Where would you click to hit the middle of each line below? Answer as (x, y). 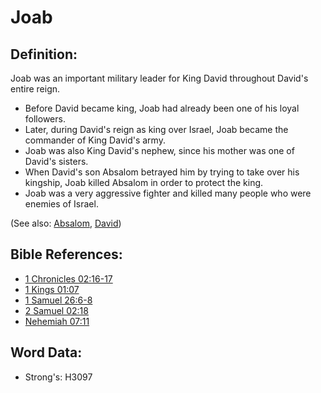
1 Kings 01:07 (52, 289)
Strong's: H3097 (58, 377)
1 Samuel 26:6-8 (58, 300)
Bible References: (66, 254)
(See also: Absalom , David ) (66, 223)
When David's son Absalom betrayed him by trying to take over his (162, 172)
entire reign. (35, 89)
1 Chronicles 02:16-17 (68, 278)
